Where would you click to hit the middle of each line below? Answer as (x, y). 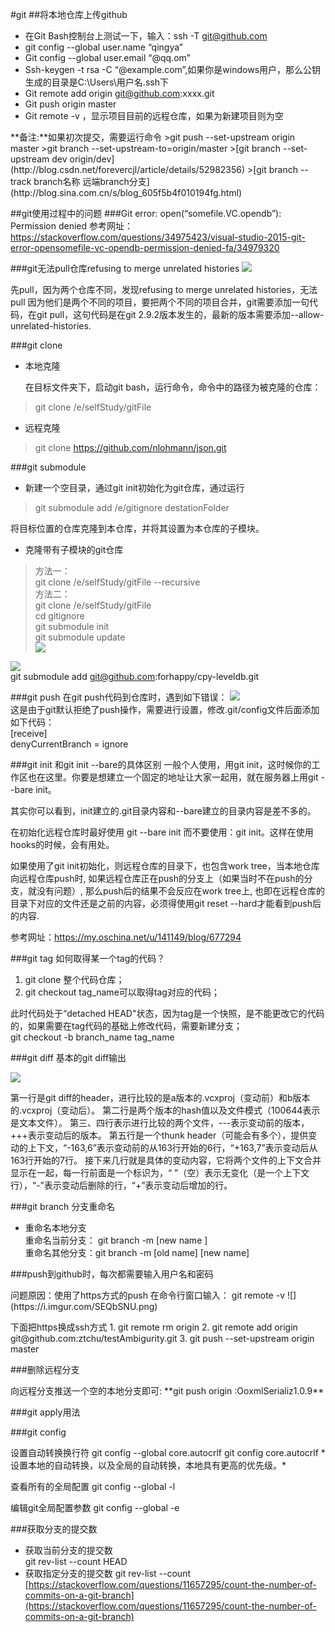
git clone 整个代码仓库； (74, 979)
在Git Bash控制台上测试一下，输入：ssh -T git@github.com (146, 36)
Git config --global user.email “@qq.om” (107, 57)
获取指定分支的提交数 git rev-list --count (107, 1573)
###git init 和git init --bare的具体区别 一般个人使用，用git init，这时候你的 (161, 764)
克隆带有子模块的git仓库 (74, 549)
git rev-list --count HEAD (76, 1561)
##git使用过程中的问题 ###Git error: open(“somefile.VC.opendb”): (146, 213)
